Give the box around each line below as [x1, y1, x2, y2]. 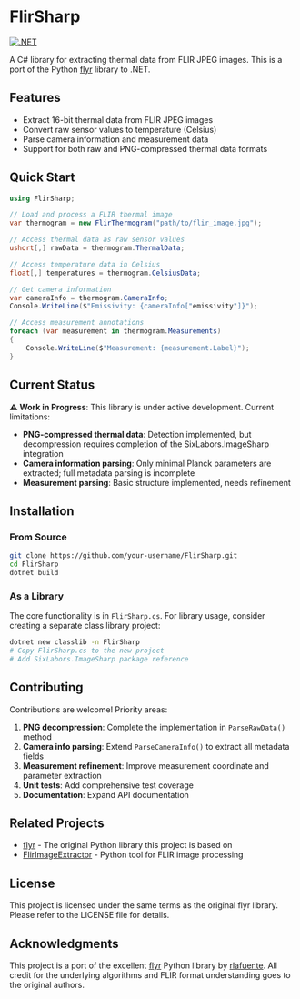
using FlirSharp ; [9, 194, 75, 203]
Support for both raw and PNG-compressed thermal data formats [22, 143, 268, 154]
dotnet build [9, 568, 59, 577]
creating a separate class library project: [9, 621, 161, 631]
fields [22, 751, 44, 762]
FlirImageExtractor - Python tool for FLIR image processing [22, 849, 244, 861]
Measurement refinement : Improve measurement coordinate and [22, 760, 270, 771]
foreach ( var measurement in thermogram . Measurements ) [9, 327, 222, 336]
